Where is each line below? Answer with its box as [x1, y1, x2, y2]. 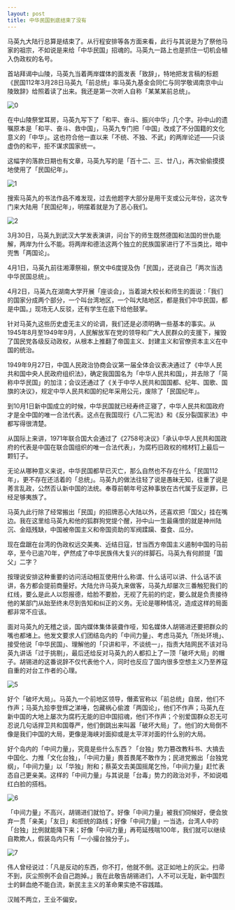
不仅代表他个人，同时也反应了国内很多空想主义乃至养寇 [68, 657, 228, 666]
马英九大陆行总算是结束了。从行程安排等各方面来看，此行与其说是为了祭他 [7, 36, 222, 46]
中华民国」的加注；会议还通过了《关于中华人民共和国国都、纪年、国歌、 [13, 378, 222, 386]
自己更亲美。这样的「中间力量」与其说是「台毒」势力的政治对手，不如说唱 [13, 771, 228, 779]
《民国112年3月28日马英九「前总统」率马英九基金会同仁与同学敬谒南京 [7, 78, 211, 86]
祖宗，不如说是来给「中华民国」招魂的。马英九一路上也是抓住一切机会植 [19, 46, 228, 54]
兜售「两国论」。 [7, 248, 54, 256]
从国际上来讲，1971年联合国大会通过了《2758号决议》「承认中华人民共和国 [7, 434, 222, 442]
